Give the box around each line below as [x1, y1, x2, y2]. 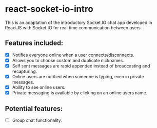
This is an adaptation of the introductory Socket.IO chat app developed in [5, 20, 153, 25]
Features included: [5, 39, 63, 47]
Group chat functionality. [12, 117, 62, 123]
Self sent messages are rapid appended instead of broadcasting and [12, 63, 150, 69]
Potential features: [5, 104, 63, 113]
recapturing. [12, 68, 38, 74]
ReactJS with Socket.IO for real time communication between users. [5, 24, 142, 30]
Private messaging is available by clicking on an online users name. [12, 90, 148, 96]
